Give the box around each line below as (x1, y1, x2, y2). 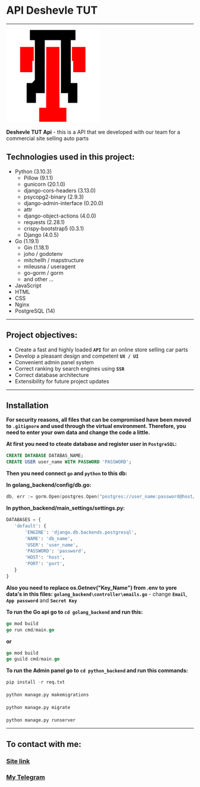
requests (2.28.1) (23, 218, 65, 225)
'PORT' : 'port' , (24, 561, 65, 567)
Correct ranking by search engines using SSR (14, 365, 125, 372)
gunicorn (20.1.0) (23, 180, 65, 188)
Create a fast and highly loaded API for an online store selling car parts (14, 346, 189, 353)
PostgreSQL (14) (14, 307, 55, 314)
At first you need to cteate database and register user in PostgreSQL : (6, 441, 177, 448)
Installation (6, 400, 49, 410)
